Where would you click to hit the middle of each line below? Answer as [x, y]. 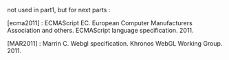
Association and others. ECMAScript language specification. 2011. [100, 30]
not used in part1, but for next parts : [59, 10]
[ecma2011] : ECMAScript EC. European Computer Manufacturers [100, 23]
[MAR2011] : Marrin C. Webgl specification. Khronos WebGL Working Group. [115, 43]
